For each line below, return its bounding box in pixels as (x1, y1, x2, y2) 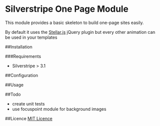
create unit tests (12, 101, 45, 106)
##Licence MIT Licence (5, 115, 53, 121)
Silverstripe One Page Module (5, 3, 129, 15)
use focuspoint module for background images (12, 106, 106, 112)
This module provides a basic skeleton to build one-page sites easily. (5, 20, 144, 25)
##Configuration (5, 72, 38, 78)
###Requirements (5, 53, 41, 59)
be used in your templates (5, 34, 58, 40)
